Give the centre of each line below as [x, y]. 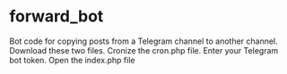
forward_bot [57, 16]
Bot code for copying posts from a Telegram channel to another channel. [143, 41]
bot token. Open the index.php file [72, 60]
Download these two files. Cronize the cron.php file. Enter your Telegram [144, 50]
